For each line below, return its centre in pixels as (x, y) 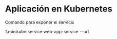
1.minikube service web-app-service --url (47, 31)
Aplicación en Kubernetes (59, 9)
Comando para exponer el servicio (40, 22)
